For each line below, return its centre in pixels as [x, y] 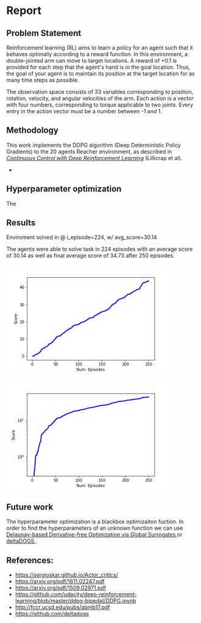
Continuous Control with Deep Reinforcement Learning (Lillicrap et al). [94, 158]
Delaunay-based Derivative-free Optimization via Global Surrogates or [94, 535]
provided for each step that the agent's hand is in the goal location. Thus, [98, 67]
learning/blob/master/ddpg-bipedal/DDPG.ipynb [76, 601]
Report [24, 11]
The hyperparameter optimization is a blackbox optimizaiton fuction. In [95, 522]
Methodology [33, 131]
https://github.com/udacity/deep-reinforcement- [76, 594]
